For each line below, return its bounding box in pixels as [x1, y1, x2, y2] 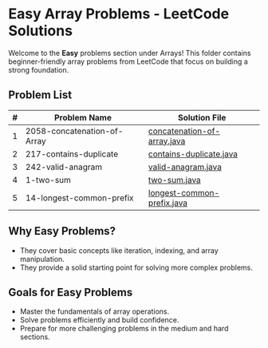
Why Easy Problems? [8, 224, 116, 238]
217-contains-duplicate [25, 148, 119, 160]
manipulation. [19, 254, 65, 263]
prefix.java [148, 197, 188, 208]
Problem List [8, 89, 73, 102]
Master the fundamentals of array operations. [19, 306, 170, 316]
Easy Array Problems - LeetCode [8, 5, 230, 23]
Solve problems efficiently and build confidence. [19, 315, 179, 325]
